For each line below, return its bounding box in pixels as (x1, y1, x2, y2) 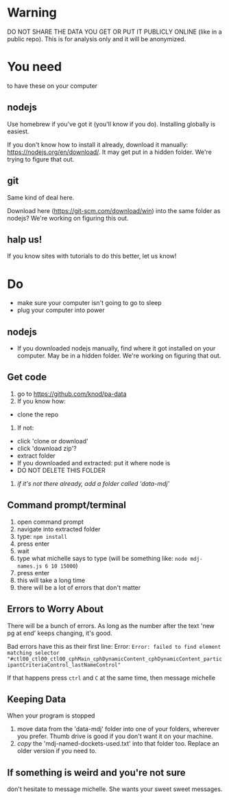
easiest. (7, 127, 29, 135)
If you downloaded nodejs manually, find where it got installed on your (16, 344, 216, 353)
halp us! (7, 234, 43, 245)
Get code (7, 371, 47, 383)
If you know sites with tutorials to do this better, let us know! (7, 252, 177, 260)
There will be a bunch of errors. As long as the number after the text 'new (7, 621, 215, 630)
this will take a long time (16, 576, 86, 584)
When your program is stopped (7, 711, 95, 720)
